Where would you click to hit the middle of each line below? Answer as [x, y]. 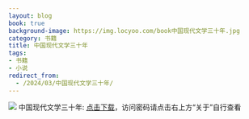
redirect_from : [34, 76]
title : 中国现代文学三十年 [49, 46]
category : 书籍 [33, 38]
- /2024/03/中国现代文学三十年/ [65, 83]
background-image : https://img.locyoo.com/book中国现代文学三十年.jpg [124, 31]
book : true [27, 23]
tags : [17, 53]
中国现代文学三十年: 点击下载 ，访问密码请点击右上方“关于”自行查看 [130, 107]
